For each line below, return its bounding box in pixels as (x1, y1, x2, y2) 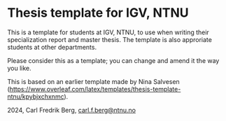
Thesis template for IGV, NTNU (7, 5, 189, 21)
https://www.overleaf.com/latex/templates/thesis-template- (9, 85, 181, 93)
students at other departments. (7, 43, 97, 51)
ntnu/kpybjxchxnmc (7, 92, 64, 101)
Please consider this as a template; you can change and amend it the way (7, 56, 220, 64)
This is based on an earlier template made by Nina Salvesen (7, 77, 180, 85)
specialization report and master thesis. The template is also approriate (7, 35, 212, 43)
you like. (7, 64, 31, 72)
